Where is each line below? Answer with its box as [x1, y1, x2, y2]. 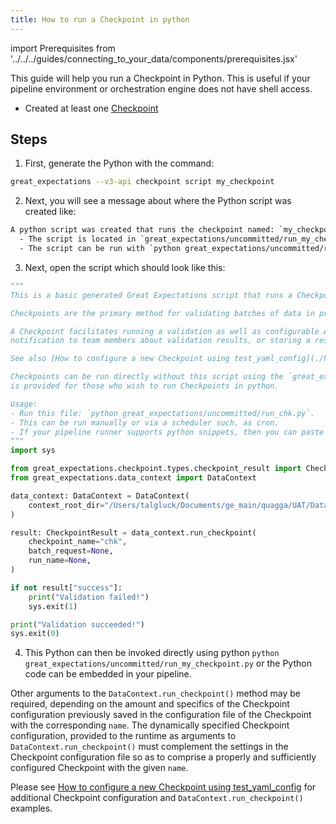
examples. [10, 802, 53, 815]
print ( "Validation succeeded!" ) [10, 619, 145, 630]
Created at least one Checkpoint [24, 102, 159, 114]
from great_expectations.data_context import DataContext [10, 473, 257, 483]
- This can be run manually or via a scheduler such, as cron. [10, 417, 280, 428]
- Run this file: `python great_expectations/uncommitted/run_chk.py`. [10, 408, 315, 418]
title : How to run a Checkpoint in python [10, 14, 190, 25]
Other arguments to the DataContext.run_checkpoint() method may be [10, 687, 301, 700]
